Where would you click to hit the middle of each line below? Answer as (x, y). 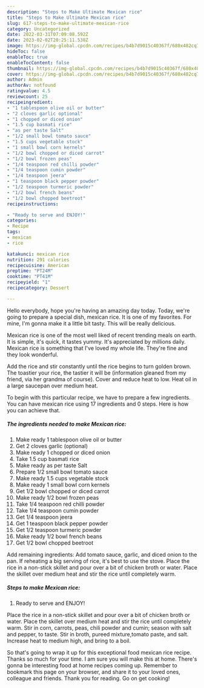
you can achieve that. (34, 410)
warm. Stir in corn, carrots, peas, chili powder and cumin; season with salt (99, 628)
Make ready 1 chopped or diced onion (63, 452)
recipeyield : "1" (29, 282)
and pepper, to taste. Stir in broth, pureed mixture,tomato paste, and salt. (98, 634)
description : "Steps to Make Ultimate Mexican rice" (75, 12)
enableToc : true (27, 57)
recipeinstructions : (33, 204)
